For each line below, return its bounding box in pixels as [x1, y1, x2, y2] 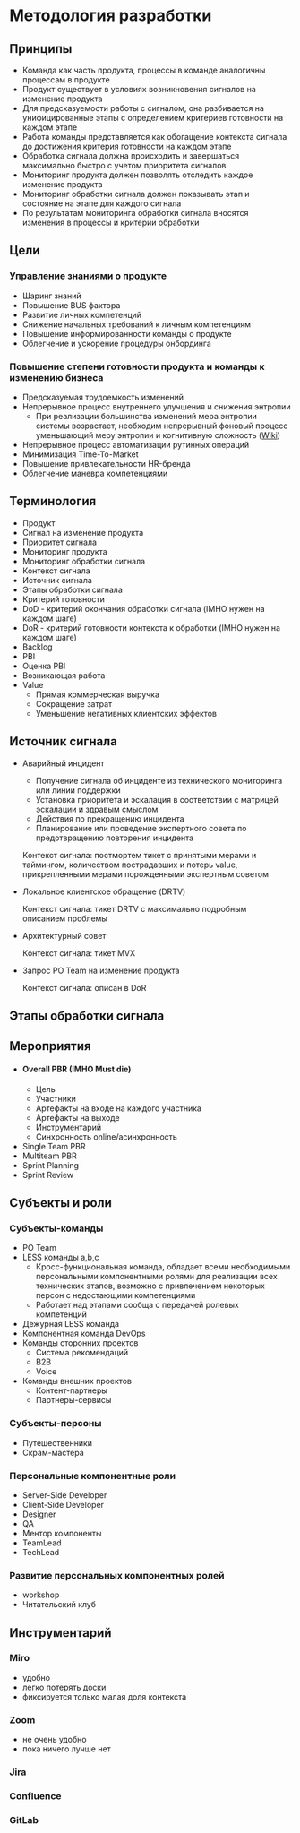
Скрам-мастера [21, 1447, 85, 1458]
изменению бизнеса [9, 371, 104, 383]
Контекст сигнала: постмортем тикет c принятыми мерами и [21, 849, 257, 860]
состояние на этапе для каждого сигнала [21, 198, 182, 209]
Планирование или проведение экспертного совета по [35, 822, 247, 833]
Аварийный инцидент [21, 758, 105, 769]
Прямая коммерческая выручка [35, 689, 159, 700]
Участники [35, 1093, 76, 1104]
